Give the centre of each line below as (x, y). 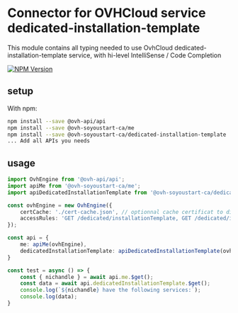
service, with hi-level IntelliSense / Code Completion (145, 55)
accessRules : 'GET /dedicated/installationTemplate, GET (106, 218)
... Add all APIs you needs (49, 141)
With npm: (22, 108)
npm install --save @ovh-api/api (57, 121)
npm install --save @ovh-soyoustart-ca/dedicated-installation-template (117, 135)
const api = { (28, 238)
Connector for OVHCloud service (107, 13)
